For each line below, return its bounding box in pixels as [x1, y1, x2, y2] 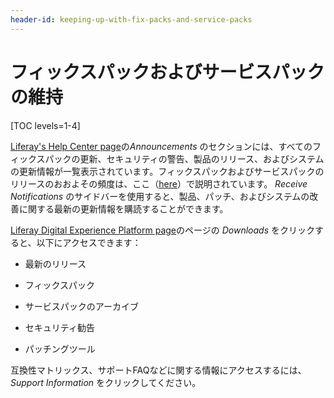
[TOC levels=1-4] [10, 119, 81, 131]
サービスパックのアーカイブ [24, 300, 139, 312]
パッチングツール [24, 342, 96, 355]
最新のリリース [24, 257, 87, 270]
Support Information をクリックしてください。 [10, 376, 202, 388]
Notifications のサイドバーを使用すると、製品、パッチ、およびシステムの [10, 190, 310, 202]
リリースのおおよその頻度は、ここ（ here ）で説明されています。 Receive [10, 177, 308, 190]
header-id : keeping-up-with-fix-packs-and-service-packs [10, 14, 253, 25]
